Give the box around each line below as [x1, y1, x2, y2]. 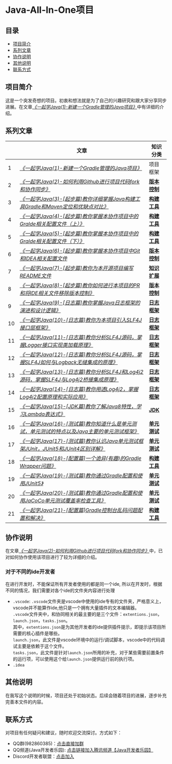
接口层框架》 [19, 324, 51, 331]
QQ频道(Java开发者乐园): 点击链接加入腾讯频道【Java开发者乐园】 [12, 747, 154, 753]
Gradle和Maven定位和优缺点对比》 [25, 203, 109, 210]
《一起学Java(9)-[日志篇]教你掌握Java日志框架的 [19, 299, 140, 306]
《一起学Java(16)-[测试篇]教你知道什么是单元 [19, 420, 132, 427]
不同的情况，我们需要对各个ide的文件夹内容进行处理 [5, 587, 115, 593]
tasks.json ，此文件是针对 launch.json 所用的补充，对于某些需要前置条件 [12, 649, 165, 655]
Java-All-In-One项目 [5, 4, 94, 16]
